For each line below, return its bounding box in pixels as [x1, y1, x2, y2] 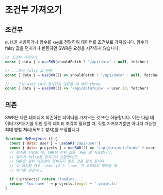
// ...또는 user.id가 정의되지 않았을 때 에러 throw [5, 81, 101, 87]
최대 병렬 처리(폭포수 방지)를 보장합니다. [5, 127, 81, 133]
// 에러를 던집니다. [9, 168, 44, 173]
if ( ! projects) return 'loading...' [9, 177, 83, 182]
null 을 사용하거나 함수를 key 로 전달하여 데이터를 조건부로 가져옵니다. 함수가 [5, 39, 149, 45]
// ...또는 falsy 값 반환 [5, 68, 52, 73]
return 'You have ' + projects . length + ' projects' [9, 181, 118, 186]
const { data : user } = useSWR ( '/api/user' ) [9, 141, 101, 146]
